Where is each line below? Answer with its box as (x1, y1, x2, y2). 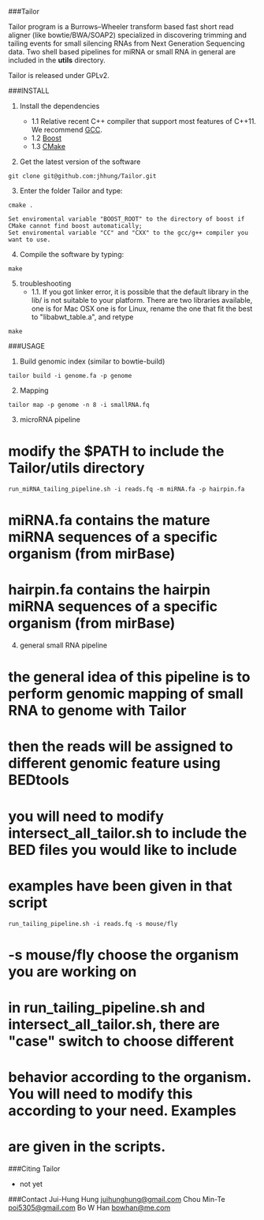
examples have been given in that (8, 877, 232, 894)
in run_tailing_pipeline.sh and (8, 998, 206, 1017)
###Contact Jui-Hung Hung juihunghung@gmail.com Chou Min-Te (8, 1195, 226, 1204)
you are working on (8, 962, 137, 980)
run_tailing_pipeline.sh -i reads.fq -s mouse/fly (8, 920, 178, 927)
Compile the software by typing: (19, 250, 125, 259)
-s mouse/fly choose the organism (8, 946, 239, 964)
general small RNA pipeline (19, 640, 108, 650)
